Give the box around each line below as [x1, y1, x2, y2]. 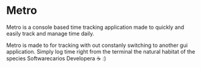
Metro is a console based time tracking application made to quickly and [6, 23, 185, 31]
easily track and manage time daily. [6, 29, 95, 37]
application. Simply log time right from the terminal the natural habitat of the [6, 48, 196, 55]
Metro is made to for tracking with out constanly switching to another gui [6, 42, 188, 49]
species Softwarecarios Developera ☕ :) [6, 55, 107, 62]
